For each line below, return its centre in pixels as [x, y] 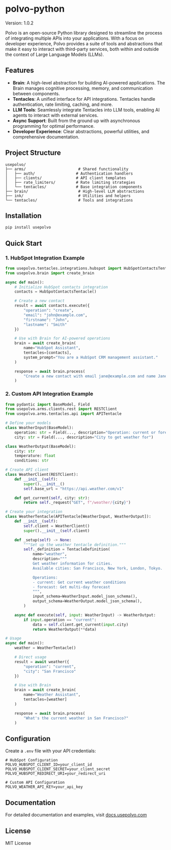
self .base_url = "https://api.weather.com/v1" [74, 489]
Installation [23, 216]
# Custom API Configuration [35, 783]
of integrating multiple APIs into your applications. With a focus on [75, 38]
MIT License [18, 843]
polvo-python [35, 9]
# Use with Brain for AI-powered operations [62, 338]
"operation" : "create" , [49, 310]
